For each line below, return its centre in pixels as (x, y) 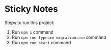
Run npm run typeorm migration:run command (59, 37)
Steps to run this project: (29, 23)
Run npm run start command (41, 42)
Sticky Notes (31, 9)
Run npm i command (32, 32)
